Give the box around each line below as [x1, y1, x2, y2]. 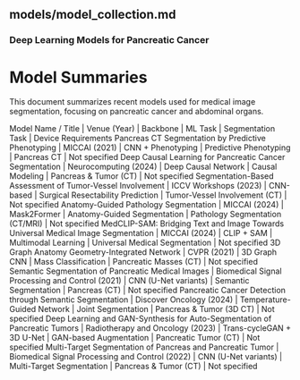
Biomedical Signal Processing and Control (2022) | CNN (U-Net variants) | [9, 351, 283, 362]
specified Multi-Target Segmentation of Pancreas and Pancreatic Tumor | [9, 342, 279, 352]
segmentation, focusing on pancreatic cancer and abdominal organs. [9, 106, 264, 117]
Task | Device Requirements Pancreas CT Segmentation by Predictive [9, 133, 266, 144]
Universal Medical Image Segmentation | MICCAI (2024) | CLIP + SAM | [9, 228, 273, 239]
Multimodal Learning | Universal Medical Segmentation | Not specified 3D [9, 237, 281, 249]
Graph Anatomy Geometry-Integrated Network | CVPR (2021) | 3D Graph [9, 247, 278, 258]
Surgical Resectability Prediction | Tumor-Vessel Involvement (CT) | [39, 190, 287, 200]
